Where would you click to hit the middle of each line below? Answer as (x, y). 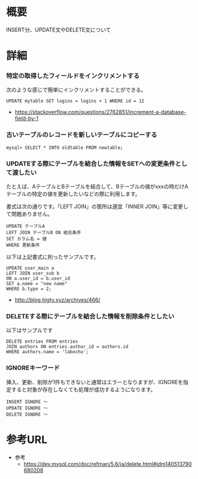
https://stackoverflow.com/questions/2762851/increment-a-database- (100, 112)
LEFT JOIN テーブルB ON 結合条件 (44, 233)
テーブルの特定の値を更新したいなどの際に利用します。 (73, 194)
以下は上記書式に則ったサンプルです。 (53, 257)
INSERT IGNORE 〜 (27, 402)
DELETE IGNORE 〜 (27, 414)
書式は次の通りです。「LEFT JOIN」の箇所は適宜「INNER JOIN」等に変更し (97, 207)
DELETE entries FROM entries (42, 341)
